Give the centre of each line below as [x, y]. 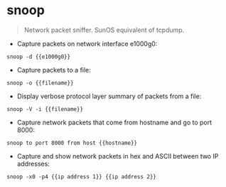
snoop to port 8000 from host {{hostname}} [72, 143]
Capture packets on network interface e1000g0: [87, 43]
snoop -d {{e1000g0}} [39, 57]
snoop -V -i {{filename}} [45, 109]
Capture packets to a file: [54, 70]
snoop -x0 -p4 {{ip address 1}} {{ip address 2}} [82, 176]
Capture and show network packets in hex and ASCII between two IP [118, 156]
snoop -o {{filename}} [40, 83]
